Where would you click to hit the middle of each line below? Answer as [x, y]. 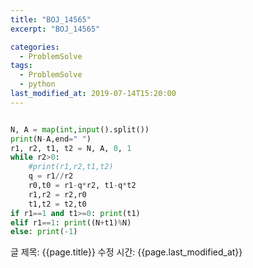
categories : [35, 47]
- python [37, 84]
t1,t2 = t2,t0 [57, 204]
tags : [21, 66]
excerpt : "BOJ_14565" [55, 29]
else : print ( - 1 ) [44, 232]
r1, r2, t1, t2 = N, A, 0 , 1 [71, 148]
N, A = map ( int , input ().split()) [80, 129]
